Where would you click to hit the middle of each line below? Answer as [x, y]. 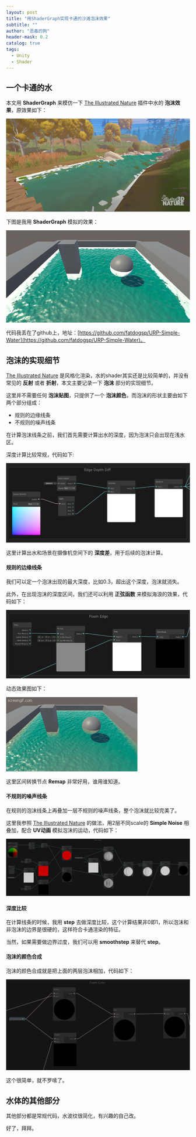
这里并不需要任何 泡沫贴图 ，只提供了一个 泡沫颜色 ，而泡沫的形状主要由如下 [97, 395]
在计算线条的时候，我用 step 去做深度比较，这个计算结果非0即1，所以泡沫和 [97, 922]
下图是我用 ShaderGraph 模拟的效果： [52, 221]
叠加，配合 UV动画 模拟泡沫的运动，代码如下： [62, 830]
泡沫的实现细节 [33, 360]
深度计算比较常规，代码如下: [40, 455]
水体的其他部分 [33, 1100]
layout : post [22, 12]
